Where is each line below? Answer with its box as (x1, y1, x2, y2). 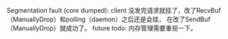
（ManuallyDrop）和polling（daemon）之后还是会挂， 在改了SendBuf (6, 15, 210, 23)
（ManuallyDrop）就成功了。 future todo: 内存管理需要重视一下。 (6, 24, 197, 32)
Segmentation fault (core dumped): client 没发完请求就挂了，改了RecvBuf (6, 6, 221, 14)
